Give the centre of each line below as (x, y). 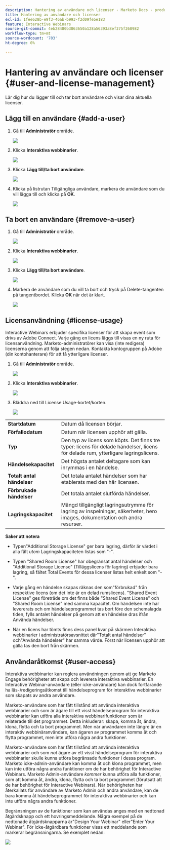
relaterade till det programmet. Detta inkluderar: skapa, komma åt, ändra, (81, 721)
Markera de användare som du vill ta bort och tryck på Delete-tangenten (88, 290)
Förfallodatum (25, 432)
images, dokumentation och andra (102, 518)
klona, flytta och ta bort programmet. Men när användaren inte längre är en (83, 726)
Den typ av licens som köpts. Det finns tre (111, 440)
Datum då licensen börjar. (92, 424)
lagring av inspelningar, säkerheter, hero (109, 511)
